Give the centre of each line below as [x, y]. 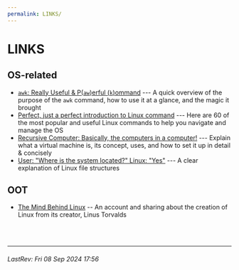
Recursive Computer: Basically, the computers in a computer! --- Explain [124, 137]
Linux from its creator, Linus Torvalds [72, 215]
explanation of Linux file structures [68, 168]
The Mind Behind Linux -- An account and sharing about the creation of [122, 207]
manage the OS [41, 130]
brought [29, 107]
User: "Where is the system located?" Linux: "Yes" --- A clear [108, 160]
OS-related [32, 75]
